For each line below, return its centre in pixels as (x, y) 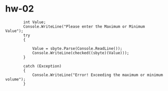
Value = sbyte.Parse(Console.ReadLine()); (77, 48)
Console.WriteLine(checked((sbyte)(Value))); (80, 53)
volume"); (16, 79)
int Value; (35, 22)
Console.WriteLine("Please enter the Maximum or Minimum (84, 26)
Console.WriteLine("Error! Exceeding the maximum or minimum (98, 75)
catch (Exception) (43, 66)
